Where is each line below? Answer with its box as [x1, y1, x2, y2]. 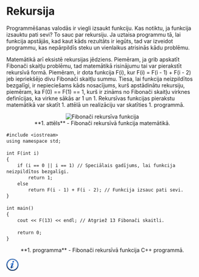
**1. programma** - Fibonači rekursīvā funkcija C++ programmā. [20, 246, 184, 254]
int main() [6, 205, 34, 211]
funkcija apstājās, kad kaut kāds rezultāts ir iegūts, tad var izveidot [6, 37, 173, 45]
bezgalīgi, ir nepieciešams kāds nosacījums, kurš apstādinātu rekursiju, [6, 81, 185, 89]
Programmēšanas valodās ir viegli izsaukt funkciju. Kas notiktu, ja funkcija [6, 24, 192, 32]
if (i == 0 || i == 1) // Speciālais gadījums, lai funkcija [17, 162, 175, 168]
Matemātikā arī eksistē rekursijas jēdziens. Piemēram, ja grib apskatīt [6, 56, 180, 63]
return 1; [28, 174, 53, 181]
